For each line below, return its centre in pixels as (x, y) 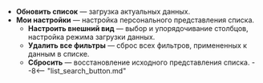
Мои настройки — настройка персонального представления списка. (135, 20)
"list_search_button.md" (87, 71)
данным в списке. (59, 54)
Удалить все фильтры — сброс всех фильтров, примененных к (137, 45)
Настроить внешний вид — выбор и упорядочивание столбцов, (138, 28)
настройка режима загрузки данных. (91, 37)
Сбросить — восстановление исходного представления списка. (139, 62)
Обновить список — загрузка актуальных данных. (103, 12)
